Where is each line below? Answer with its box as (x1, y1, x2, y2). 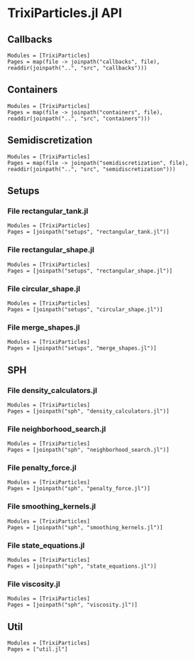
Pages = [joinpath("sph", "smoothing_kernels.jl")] (7, 524, 163, 531)
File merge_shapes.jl (7, 322, 80, 332)
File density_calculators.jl (7, 385, 98, 395)
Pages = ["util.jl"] (7, 646, 69, 653)
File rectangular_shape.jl (7, 245, 94, 255)
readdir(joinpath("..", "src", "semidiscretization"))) (7, 166, 176, 173)
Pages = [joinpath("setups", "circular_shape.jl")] (7, 305, 163, 313)
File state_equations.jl (7, 540, 85, 550)
